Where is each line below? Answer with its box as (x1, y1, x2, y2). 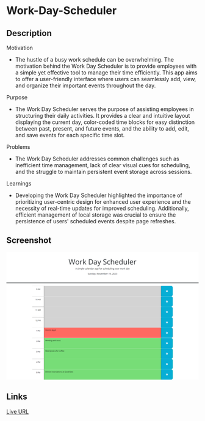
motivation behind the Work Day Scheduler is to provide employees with (15, 62, 197, 70)
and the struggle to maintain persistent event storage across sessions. (15, 168, 192, 175)
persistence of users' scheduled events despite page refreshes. (15, 218, 176, 225)
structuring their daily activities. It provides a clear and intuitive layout (15, 112, 190, 119)
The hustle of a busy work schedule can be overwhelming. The (15, 56, 174, 63)
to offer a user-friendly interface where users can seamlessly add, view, (15, 76, 196, 82)
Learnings (6, 180, 32, 187)
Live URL (6, 408, 29, 415)
